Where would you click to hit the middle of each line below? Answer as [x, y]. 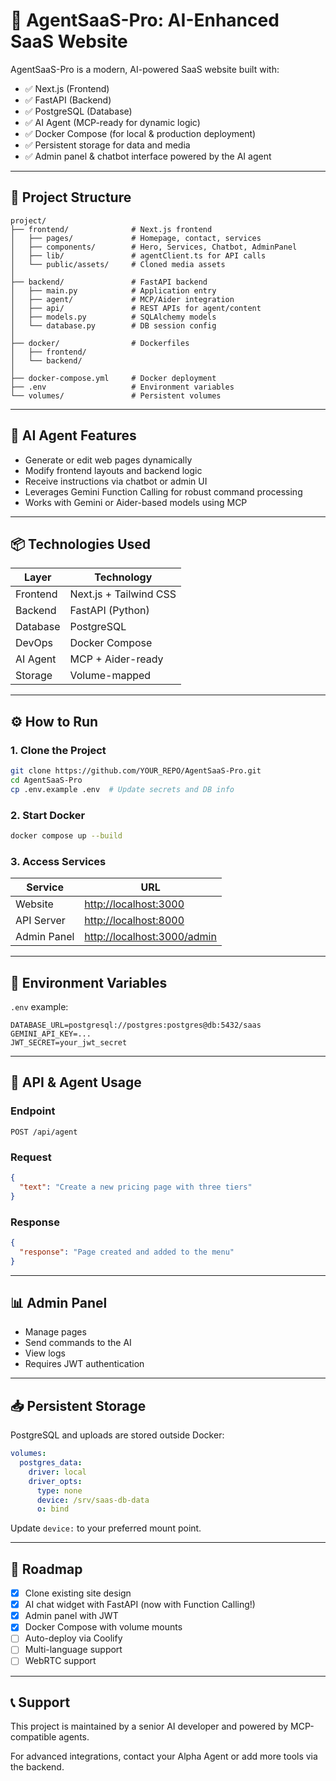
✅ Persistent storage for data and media [107, 145]
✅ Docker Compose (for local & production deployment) [140, 133]
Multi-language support [73, 1650]
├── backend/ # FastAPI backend [109, 282]
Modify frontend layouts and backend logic [113, 470]
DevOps [34, 643]
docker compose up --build [66, 835]
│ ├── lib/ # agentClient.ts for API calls [138, 255]
